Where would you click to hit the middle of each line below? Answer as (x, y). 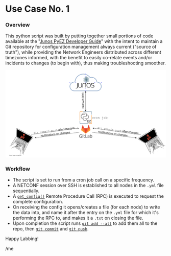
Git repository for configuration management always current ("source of (81, 47)
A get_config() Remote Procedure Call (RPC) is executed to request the (88, 196)
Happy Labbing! (22, 239)
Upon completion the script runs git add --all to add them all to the (85, 223)
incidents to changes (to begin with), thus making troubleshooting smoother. (86, 63)
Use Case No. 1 (38, 9)
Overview (18, 25)
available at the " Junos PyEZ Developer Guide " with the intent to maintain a (84, 41)
